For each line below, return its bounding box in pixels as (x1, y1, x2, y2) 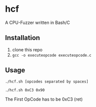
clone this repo (12, 46, 43, 52)
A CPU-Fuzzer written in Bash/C (5, 20, 70, 25)
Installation (5, 34, 40, 42)
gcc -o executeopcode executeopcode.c (12, 53, 92, 58)
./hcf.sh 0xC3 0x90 (5, 87, 45, 92)
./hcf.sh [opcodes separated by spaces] (5, 79, 89, 84)
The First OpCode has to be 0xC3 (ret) (5, 96, 83, 102)
